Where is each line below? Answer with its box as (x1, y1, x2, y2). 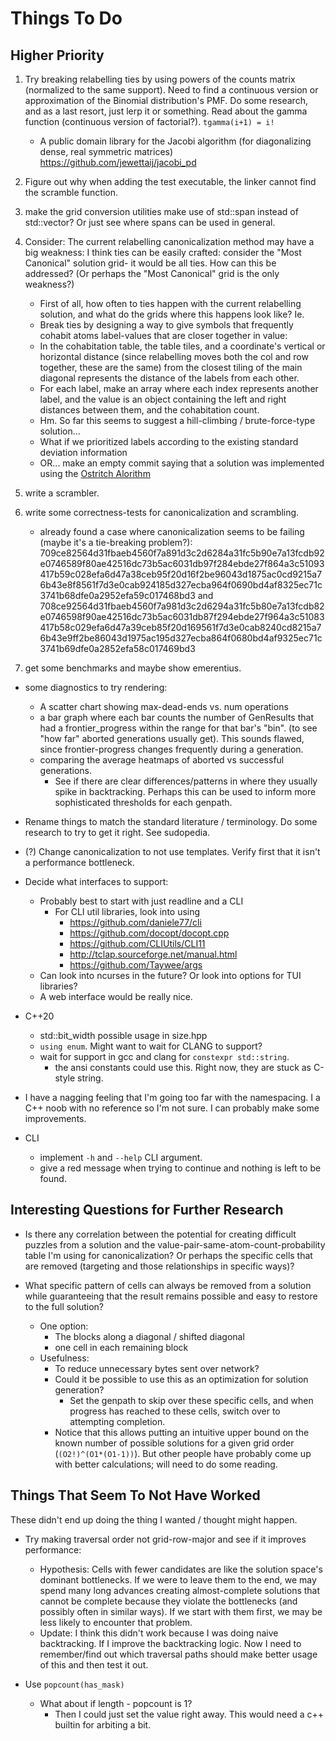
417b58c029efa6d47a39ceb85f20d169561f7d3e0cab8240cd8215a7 (39, 622, 322, 633)
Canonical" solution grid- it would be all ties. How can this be (24, 257, 277, 269)
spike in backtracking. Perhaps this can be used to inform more (54, 786, 317, 797)
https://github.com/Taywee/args (69, 959, 203, 971)
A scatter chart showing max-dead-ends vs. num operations (39, 701, 289, 712)
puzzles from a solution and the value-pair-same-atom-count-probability (24, 1238, 326, 1251)
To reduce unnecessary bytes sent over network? (54, 1362, 260, 1374)
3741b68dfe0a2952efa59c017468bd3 (39, 590, 196, 601)
